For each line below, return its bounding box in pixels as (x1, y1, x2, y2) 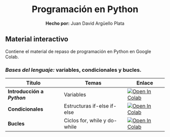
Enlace (136, 79, 153, 86)
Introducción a (8, 88, 44, 95)
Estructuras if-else (64, 103, 109, 110)
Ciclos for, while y (64, 117, 107, 124)
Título (26, 79, 41, 86)
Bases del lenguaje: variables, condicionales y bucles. (5, 66, 142, 73)
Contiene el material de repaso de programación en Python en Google (5, 48, 151, 54)
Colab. (5, 54, 19, 60)
